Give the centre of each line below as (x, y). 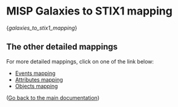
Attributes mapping (39, 79)
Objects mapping (36, 86)
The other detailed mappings (62, 47)
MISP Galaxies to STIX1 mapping (89, 11)
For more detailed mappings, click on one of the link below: (80, 61)
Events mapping (35, 73)
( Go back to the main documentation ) (53, 97)
